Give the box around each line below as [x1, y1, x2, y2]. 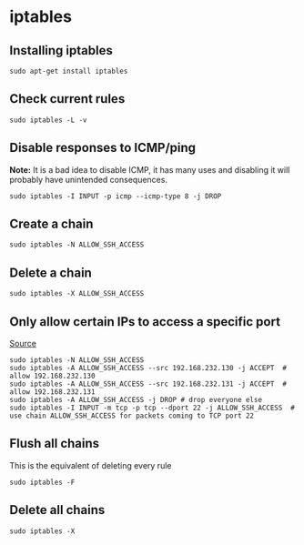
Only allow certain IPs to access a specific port [9, 314, 280, 329]
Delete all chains [9, 502, 106, 518]
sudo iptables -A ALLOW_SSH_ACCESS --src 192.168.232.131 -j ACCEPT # [9, 379, 287, 389]
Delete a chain [9, 265, 93, 280]
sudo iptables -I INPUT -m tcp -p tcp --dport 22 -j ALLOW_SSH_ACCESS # [9, 403, 296, 413]
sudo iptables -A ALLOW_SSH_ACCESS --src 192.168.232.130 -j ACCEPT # [9, 364, 287, 373]
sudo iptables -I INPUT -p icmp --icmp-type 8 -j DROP [9, 191, 222, 201]
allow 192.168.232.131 [9, 388, 96, 397]
